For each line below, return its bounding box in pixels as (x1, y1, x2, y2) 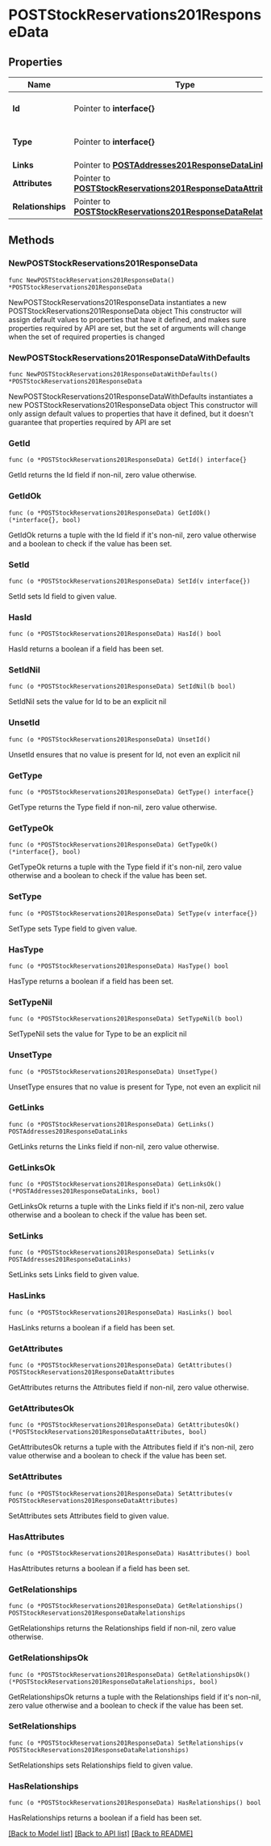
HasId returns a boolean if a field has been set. (8, 644, 164, 654)
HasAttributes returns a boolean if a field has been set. (8, 1564, 190, 1573)
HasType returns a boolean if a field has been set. (8, 976, 174, 986)
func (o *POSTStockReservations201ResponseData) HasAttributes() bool (8, 1549, 251, 1557)
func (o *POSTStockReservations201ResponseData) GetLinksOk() (8, 1180, 222, 1189)
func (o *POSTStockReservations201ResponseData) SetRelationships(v (8, 1738, 244, 1747)
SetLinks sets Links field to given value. (8, 1270, 140, 1279)
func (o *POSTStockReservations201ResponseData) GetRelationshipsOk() (8, 1670, 251, 1678)
